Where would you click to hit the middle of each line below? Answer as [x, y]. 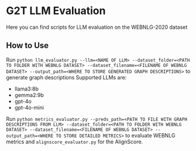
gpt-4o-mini [29, 108]
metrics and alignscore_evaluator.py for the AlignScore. [75, 142]
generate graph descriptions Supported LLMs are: [66, 77]
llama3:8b [27, 89]
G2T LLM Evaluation [56, 11]
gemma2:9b [29, 95]
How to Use [27, 46]
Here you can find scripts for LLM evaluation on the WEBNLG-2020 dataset [97, 27]
